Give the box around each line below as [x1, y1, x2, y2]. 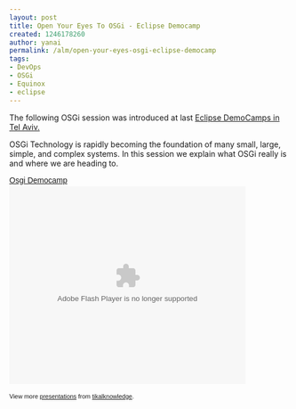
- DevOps [9, 63, 42, 72]
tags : [9, 54, 29, 63]
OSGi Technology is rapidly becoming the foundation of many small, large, [9, 139, 282, 150]
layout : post [9, 12, 58, 22]
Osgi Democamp [9, 175, 68, 185]
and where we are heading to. [9, 158, 119, 168]
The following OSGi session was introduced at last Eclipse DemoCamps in [9, 112, 280, 123]
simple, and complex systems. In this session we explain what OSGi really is [9, 148, 287, 159]
